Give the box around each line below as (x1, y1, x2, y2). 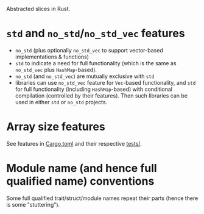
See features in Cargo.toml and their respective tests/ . (6, 140, 142, 147)
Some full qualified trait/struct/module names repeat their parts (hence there (6, 194, 199, 202)
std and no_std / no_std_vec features (6, 27, 185, 40)
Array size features (6, 120, 105, 134)
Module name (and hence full (6, 162, 157, 176)
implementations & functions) (15, 53, 90, 60)
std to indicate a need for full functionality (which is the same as (15, 59, 177, 66)
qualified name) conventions (6, 174, 155, 188)
